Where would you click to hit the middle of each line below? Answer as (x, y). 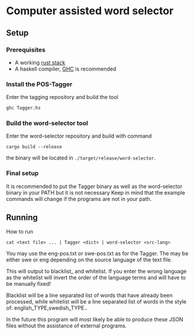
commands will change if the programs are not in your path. (79, 199)
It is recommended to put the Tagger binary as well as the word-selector (94, 186)
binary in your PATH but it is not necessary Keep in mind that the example (96, 192)
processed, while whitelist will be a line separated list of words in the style (96, 302)
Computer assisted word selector (90, 11)
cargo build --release (34, 147)
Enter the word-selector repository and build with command (79, 136)
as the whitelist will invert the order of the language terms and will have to (96, 277)
